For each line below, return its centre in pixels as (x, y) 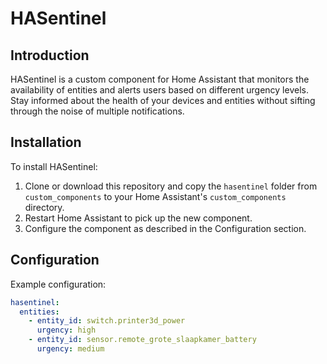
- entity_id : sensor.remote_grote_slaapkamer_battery (142, 340)
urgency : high (66, 330)
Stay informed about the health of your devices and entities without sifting (163, 100)
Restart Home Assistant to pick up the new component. (138, 218)
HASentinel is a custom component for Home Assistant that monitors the (160, 79)
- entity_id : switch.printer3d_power (107, 321)
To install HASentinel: (54, 166)
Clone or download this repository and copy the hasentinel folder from (171, 186)
